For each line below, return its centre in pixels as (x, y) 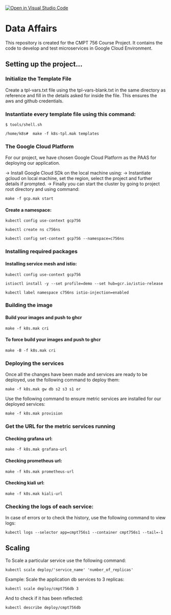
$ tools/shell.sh (24, 125)
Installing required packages (42, 252)
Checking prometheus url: (34, 460)
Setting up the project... (44, 64)
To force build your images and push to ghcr (53, 340)
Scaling (18, 548)
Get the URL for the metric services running (60, 426)
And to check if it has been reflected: (44, 598)
